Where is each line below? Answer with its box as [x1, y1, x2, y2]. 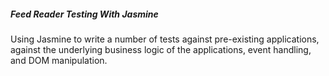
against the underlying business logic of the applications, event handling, [10, 43, 312, 55]
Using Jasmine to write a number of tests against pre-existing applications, [10, 33, 320, 45]
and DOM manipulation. [10, 54, 108, 66]
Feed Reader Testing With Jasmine [10, 8, 159, 20]
